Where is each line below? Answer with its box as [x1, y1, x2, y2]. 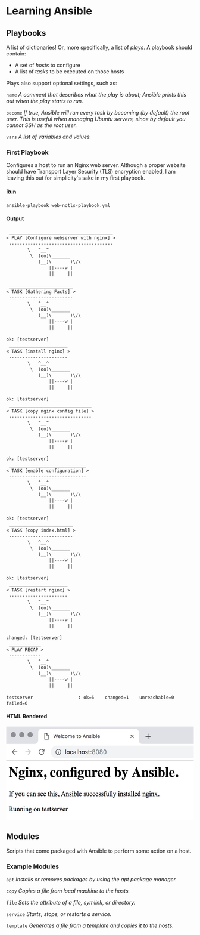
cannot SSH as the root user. [6, 122, 77, 129]
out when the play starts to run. [6, 97, 83, 104]
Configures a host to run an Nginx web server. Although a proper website [6, 162, 186, 169]
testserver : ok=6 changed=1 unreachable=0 [6, 694, 174, 701]
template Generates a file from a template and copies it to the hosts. [6, 922, 174, 929]
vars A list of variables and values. [6, 133, 92, 140]
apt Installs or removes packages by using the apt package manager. [6, 876, 177, 883]
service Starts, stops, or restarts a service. [6, 911, 112, 918]
